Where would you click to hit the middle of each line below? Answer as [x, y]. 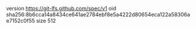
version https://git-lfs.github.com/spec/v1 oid [61, 8]
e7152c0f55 [21, 21]
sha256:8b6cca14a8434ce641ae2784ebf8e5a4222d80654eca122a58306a [98, 14]
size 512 [46, 21]
